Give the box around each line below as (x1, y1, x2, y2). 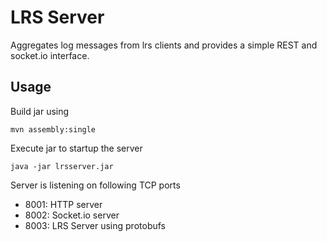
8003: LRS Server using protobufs (24, 219, 166, 231)
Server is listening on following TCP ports (10, 179, 181, 191)
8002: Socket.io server (24, 209, 120, 221)
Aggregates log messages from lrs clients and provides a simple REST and (10, 39, 318, 51)
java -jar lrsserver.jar (10, 161, 114, 171)
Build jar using (10, 105, 70, 117)
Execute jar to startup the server (10, 142, 143, 154)
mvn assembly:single (10, 124, 97, 135)
